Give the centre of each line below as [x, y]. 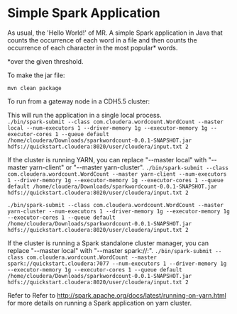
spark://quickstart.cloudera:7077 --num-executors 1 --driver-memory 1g [117, 264]
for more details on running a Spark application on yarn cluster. [100, 303]
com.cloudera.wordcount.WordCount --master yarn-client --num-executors [117, 174]
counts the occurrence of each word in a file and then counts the [102, 40]
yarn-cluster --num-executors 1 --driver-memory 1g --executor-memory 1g [119, 211]
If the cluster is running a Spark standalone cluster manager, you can [108, 243]
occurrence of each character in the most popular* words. [93, 47]
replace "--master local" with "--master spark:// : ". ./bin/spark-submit [110, 250]
